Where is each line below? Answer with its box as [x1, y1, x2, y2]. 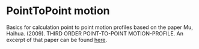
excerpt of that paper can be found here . [6, 36, 107, 43]
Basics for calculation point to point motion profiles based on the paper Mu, [6, 24, 194, 31]
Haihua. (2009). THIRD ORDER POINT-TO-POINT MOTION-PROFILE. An [6, 30, 183, 37]
